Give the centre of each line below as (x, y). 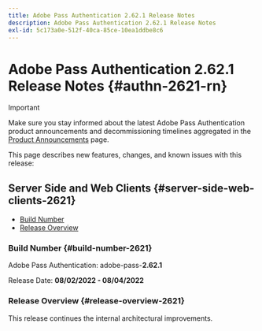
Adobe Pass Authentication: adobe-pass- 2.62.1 (85, 266)
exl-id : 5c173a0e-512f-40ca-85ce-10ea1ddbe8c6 (86, 30)
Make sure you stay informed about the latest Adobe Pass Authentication (127, 123)
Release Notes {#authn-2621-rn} (118, 86)
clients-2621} (42, 201)
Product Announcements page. (59, 139)
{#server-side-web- (204, 188)
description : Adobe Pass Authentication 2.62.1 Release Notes (112, 23)
